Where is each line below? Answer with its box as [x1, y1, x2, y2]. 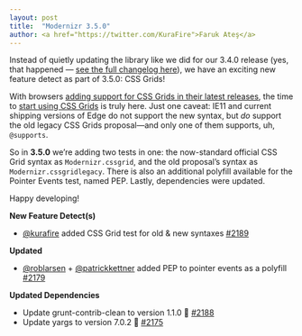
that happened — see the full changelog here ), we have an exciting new [9, 64, 277, 75]
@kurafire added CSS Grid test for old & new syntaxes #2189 [22, 228, 250, 239]
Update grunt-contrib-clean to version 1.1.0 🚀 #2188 [22, 307, 215, 318]
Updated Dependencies [9, 290, 100, 301]
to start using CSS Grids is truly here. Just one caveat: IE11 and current [9, 101, 272, 112]
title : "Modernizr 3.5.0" [9, 22, 111, 31]
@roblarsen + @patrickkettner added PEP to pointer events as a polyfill [22, 263, 287, 274]
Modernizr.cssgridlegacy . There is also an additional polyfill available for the [9, 166, 293, 177]
